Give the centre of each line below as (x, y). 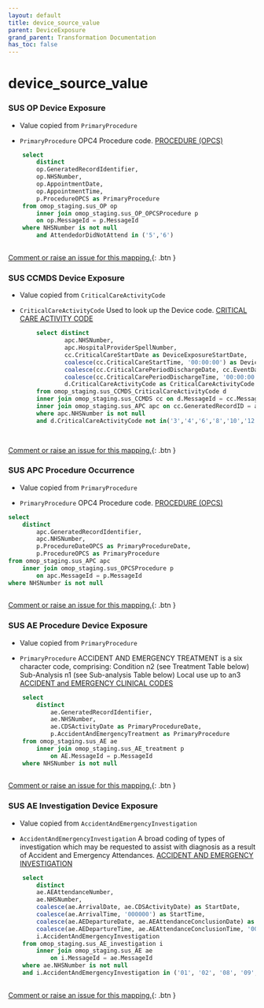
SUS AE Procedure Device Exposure (78, 626)
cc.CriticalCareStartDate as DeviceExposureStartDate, (156, 355)
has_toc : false (33, 45)
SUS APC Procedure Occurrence (71, 470)
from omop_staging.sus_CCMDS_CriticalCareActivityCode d (131, 392)
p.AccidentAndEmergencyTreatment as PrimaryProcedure (140, 734)
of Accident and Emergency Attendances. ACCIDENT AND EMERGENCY (136, 855)
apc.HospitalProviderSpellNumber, (121, 348)
